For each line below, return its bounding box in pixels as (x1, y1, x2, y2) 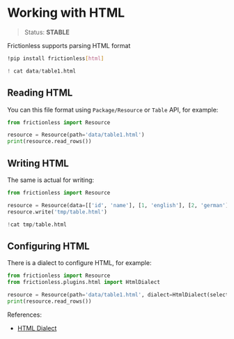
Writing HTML (7, 157, 70, 169)
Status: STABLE (24, 28, 70, 36)
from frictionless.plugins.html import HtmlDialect (7, 279, 160, 286)
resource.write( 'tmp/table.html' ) (7, 208, 108, 216)
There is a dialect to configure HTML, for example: (7, 259, 152, 267)
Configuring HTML (7, 240, 90, 252)
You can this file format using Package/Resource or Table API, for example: (7, 105, 219, 114)
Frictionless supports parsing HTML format (7, 41, 131, 50)
